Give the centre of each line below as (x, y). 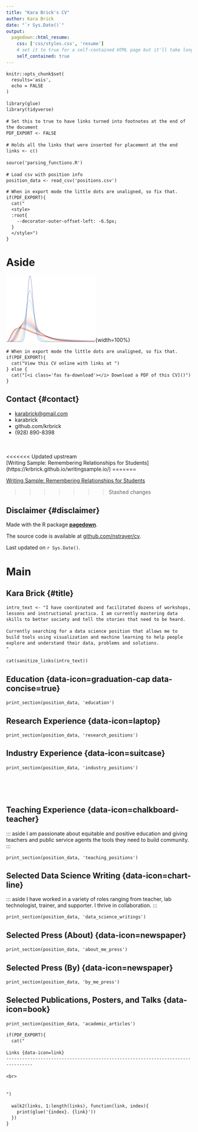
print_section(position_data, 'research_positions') (72, 735)
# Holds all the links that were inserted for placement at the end (92, 145)
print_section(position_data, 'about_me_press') (67, 950)
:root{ (19, 215)
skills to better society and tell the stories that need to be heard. (96, 620)
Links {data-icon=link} (35, 1053)
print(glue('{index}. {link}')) (56, 1112)
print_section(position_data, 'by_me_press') (63, 982)
